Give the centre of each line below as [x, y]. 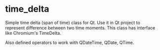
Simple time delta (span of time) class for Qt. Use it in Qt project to [73, 23]
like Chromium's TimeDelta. [33, 33]
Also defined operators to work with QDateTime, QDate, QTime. [70, 42]
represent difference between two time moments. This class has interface [80, 27]
